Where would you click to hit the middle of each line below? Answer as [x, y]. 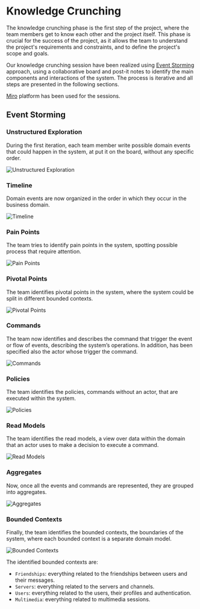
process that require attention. [44, 252]
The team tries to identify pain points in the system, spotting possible [92, 245]
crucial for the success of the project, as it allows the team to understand [97, 40]
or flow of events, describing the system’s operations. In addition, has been [99, 345]
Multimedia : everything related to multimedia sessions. [83, 599]
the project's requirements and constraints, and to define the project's [93, 47]
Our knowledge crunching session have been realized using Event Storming [100, 65]
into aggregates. [27, 492]
